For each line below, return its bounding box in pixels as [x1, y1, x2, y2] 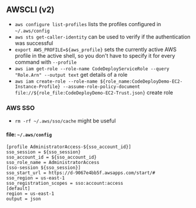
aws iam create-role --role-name [14, 78, 98, 84]
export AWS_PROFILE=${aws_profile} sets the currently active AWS [14, 46, 177, 53]
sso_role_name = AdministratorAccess [6, 160, 100, 166]
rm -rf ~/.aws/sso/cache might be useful [14, 117, 116, 124]
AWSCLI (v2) [6, 5, 55, 15]
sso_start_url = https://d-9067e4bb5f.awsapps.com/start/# [6, 170, 156, 176]
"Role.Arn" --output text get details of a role [14, 71, 128, 78]
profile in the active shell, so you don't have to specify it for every [14, 52, 175, 59]
